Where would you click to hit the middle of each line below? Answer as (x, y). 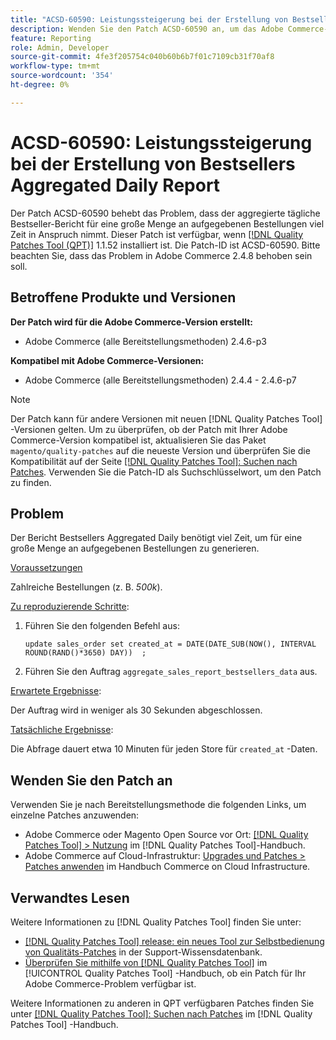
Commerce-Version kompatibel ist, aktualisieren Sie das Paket (138, 440)
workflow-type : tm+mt (55, 66)
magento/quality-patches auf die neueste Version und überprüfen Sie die (160, 450)
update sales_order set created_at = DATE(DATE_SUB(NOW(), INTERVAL (170, 644)
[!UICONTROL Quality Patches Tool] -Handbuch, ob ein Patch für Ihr (165, 973)
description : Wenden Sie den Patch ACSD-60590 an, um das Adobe (147, 29)
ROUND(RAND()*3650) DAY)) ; (85, 653)
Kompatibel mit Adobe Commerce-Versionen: (107, 360)
